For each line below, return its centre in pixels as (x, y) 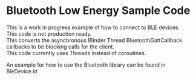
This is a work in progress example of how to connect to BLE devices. (93, 27)
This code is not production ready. (49, 33)
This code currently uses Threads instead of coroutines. (76, 53)
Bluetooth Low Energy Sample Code (98, 11)
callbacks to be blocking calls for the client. (60, 47)
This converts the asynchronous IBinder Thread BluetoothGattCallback (94, 40)
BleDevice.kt (22, 71)
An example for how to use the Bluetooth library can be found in (86, 65)
